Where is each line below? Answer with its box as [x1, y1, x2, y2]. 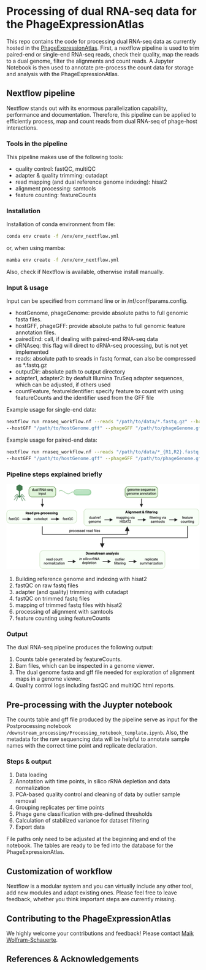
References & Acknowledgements [6, 954, 139, 964]
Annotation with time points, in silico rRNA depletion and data [15, 778, 170, 785]
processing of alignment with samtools [15, 608, 113, 615]
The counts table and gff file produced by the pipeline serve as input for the [6, 716, 198, 723]
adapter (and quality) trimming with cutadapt [15, 588, 129, 595]
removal [15, 797, 36, 805]
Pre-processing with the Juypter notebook [6, 699, 173, 710]
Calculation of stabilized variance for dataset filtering [15, 817, 150, 824]
